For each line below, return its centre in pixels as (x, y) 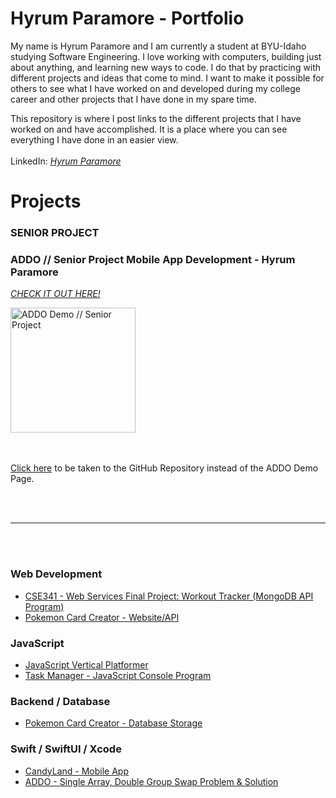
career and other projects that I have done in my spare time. (134, 99)
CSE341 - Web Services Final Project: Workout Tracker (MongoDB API (169, 596)
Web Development (56, 574)
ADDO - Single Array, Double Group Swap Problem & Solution (151, 781)
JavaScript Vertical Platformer (86, 664)
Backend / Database (60, 701)
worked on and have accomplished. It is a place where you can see (149, 129)
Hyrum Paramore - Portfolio (127, 18)
